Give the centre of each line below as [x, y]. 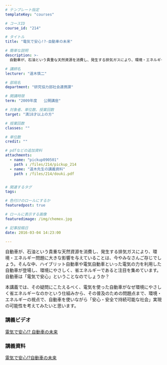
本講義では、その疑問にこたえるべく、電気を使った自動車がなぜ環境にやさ [81, 287]
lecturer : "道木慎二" [26, 73]
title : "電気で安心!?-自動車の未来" [39, 42]
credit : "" [16, 142]
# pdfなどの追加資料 [24, 151]
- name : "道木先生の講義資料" [38, 169]
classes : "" [17, 128]
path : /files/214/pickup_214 [45, 164]
